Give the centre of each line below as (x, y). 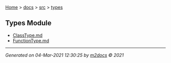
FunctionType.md (31, 40)
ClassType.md (27, 35)
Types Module (28, 23)
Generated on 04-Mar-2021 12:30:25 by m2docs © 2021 (65, 55)
